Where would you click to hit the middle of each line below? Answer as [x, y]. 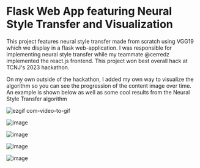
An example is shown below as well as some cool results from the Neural [98, 92]
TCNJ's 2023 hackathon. [38, 67]
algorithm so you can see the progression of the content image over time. [99, 86]
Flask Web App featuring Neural [89, 11]
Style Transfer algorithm [37, 99]
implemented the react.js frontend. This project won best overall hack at [97, 61]
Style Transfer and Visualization [90, 24]
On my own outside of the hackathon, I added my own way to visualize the [100, 79]
